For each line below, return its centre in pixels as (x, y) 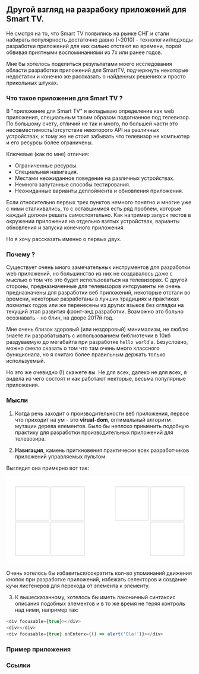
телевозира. (30, 438)
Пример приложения (39, 649)
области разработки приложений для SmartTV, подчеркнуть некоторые (97, 70)
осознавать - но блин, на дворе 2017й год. (60, 318)
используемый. (26, 361)
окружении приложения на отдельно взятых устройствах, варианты (93, 221)
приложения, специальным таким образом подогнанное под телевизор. (98, 118)
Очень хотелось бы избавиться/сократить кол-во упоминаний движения (99, 573)
